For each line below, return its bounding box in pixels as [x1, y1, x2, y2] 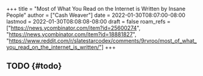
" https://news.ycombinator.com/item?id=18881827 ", [6, 31, 137, 38]
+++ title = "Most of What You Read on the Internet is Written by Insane [6, 5, 186, 12]
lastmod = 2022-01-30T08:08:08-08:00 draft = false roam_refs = [6, 18, 171, 25]
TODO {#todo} [6, 61, 62, 71]
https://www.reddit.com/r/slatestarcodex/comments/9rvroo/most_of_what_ [9, 37, 197, 44]
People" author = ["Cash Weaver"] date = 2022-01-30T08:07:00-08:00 [6, 11, 186, 19]
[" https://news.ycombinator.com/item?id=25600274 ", [6, 24, 141, 31]
